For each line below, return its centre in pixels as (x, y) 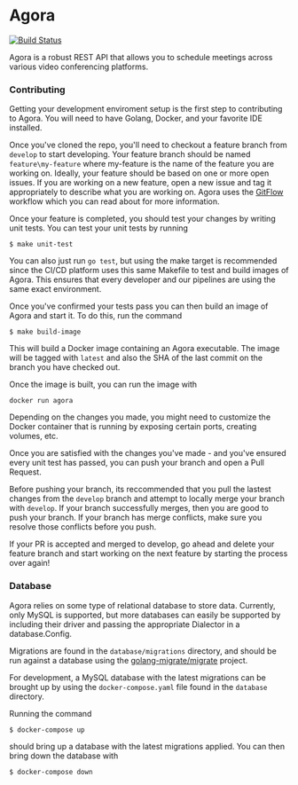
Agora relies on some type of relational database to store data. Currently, (142, 605)
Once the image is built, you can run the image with (103, 385)
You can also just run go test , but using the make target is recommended (143, 261)
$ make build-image (45, 332)
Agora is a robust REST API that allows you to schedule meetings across (141, 57)
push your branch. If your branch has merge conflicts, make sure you (136, 518)
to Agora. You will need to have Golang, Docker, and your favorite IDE (136, 118)
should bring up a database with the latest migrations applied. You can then (147, 747)
